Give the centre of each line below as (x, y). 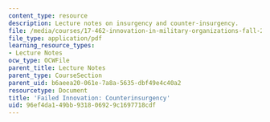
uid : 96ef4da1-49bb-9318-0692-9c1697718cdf (82, 105)
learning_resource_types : (51, 46)
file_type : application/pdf (55, 38)
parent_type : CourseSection (55, 75)
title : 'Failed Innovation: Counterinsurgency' (90, 98)
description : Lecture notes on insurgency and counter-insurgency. (124, 23)
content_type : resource (48, 16)
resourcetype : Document (48, 90)
